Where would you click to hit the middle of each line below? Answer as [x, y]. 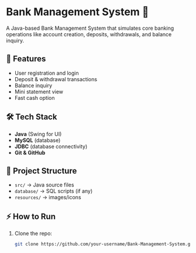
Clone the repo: [33, 234]
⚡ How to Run [31, 216]
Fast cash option [35, 98]
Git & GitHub [30, 153]
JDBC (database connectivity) [51, 146]
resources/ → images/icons [48, 197]
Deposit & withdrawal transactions [56, 79]
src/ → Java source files [44, 185]
